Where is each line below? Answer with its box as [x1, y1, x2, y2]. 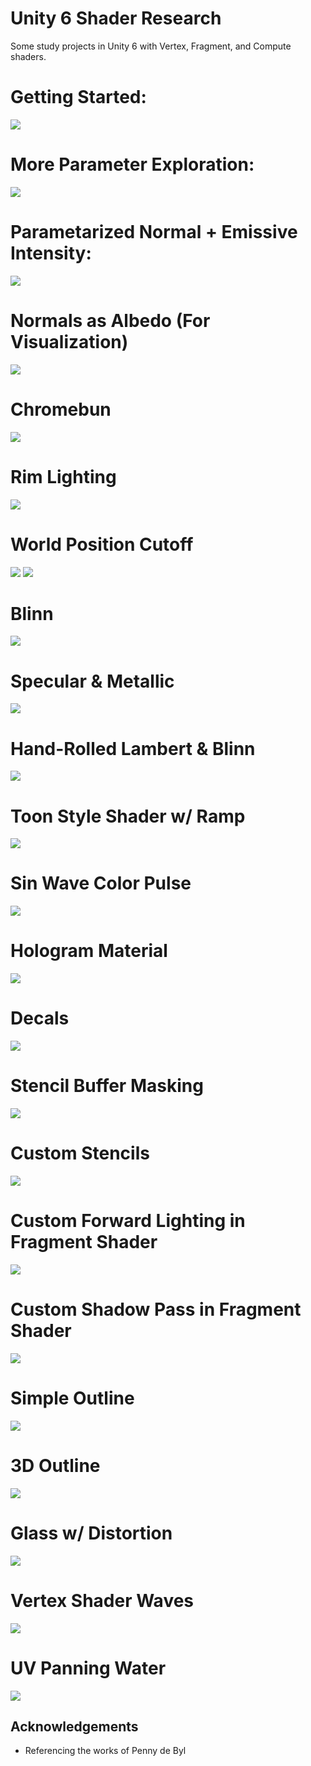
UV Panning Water [10, 1657, 167, 1679]
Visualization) [10, 330, 129, 353]
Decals [10, 1007, 70, 1030]
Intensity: [10, 242, 92, 264]
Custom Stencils [10, 1142, 150, 1165]
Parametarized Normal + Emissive [10, 221, 298, 243]
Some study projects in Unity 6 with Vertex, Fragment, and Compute [10, 40, 292, 52]
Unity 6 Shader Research [10, 7, 222, 30]
